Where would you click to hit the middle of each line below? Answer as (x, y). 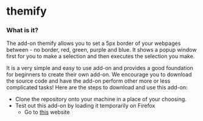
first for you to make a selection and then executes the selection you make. (101, 57)
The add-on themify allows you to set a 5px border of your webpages (94, 43)
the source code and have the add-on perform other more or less (88, 81)
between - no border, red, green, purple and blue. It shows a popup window (101, 50)
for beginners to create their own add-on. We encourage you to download (99, 75)
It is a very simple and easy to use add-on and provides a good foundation (100, 68)
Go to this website (47, 112)
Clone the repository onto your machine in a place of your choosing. (101, 99)
